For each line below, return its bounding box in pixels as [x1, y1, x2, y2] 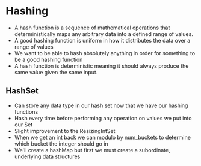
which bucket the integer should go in [14, 140, 109, 147]
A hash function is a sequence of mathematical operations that [14, 24, 170, 31]
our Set [14, 121, 33, 128]
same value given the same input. [14, 68, 98, 76]
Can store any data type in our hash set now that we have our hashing [14, 102, 188, 109]
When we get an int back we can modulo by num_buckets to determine [14, 134, 191, 141]
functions [14, 108, 39, 115]
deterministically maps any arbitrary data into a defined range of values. [14, 30, 193, 37]
